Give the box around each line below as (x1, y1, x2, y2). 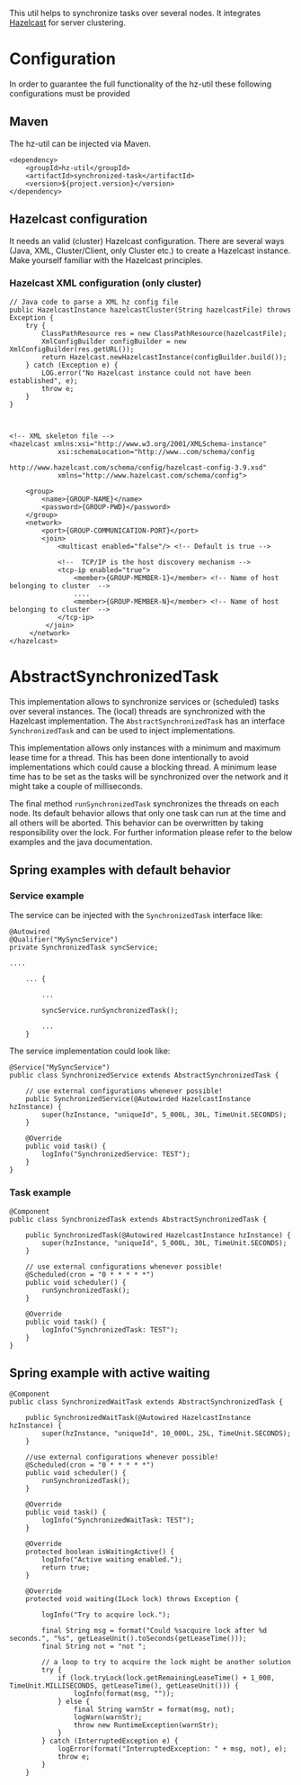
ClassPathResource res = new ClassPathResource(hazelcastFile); (41, 329, 288, 338)
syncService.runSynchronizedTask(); (41, 1006, 179, 1015)
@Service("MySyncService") (9, 1063, 111, 1072)
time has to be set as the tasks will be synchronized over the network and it (9, 770, 289, 782)
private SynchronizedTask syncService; (9, 943, 159, 952)
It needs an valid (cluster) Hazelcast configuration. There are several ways (9, 235, 285, 246)
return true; (41, 1562, 91, 1571)
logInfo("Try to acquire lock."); (41, 1610, 171, 1619)
